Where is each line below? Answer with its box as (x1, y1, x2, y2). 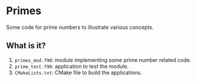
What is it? (6, 41, 46, 51)
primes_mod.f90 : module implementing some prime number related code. (14, 56, 192, 63)
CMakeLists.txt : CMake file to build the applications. (14, 69, 142, 76)
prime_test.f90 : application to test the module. (14, 63, 129, 70)
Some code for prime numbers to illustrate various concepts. (6, 24, 154, 31)
